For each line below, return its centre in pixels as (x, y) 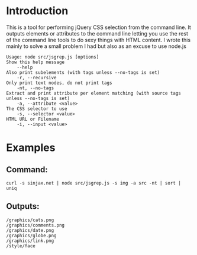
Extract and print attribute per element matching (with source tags (94, 93)
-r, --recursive (37, 78)
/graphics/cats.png (30, 220)
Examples (31, 148)
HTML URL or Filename (33, 119)
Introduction (37, 11)
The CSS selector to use (37, 109)
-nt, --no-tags (35, 88)
